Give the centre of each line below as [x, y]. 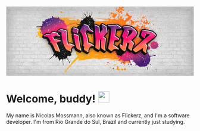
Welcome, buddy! [51, 99]
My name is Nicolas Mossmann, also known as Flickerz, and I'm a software [98, 115]
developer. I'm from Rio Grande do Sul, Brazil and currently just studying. [96, 121]
